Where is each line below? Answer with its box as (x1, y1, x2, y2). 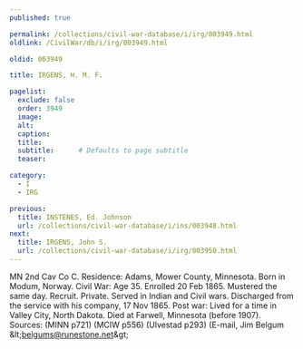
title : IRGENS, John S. (17, 238, 107, 247)
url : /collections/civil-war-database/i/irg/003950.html (17, 247, 238, 256)
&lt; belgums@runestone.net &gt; (9, 328, 129, 340)
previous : (9, 204, 47, 213)
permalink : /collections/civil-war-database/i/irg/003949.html (9, 29, 254, 39)
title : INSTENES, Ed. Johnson (17, 212, 132, 222)
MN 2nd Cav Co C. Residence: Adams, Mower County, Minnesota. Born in (9, 271, 286, 282)
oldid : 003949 (9, 54, 64, 63)
